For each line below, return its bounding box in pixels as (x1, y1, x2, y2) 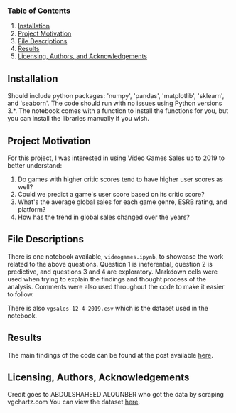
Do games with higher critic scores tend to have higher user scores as (17, 175, 224, 183)
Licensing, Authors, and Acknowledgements (17, 52, 148, 60)
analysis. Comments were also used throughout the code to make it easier (7, 282, 225, 291)
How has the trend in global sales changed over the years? (17, 213, 191, 221)
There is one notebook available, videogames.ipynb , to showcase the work (7, 252, 224, 261)
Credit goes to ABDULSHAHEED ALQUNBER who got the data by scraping (7, 390, 224, 399)
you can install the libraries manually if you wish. (7, 114, 149, 123)
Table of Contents (7, 6, 71, 16)
